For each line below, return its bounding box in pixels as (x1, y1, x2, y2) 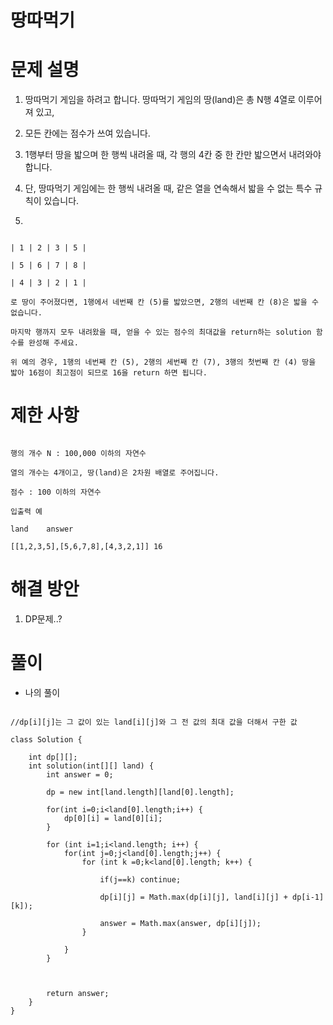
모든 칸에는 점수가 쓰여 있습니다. (24, 127, 151, 140)
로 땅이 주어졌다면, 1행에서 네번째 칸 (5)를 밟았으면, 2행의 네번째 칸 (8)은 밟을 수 (10, 297, 319, 308)
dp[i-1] (292, 892, 325, 902)
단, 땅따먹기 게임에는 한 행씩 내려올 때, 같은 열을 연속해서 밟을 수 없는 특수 (24, 182, 313, 195)
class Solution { (10, 734, 83, 745)
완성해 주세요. (28, 338, 79, 348)
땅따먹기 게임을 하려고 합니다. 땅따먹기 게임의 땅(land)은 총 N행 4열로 (24, 94, 297, 106)
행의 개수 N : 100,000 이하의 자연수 (10, 449, 147, 459)
